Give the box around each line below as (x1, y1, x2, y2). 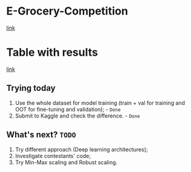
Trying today (6, 83, 56, 93)
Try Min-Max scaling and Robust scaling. (15, 159, 118, 166)
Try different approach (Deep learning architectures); (15, 145, 148, 153)
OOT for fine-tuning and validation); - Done (15, 105, 121, 113)
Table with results (6, 45, 98, 59)
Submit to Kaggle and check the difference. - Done (15, 112, 141, 119)
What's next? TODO (6, 130, 76, 140)
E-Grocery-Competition (6, 4, 129, 18)
